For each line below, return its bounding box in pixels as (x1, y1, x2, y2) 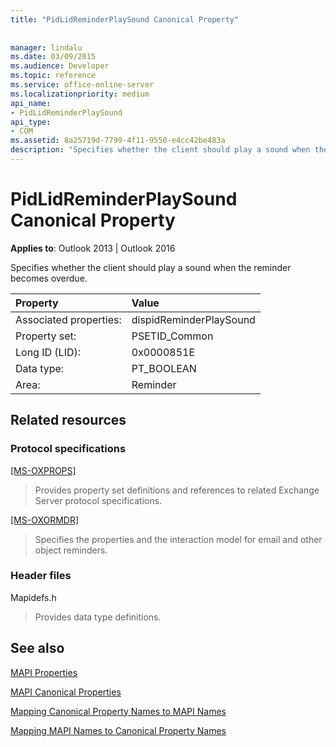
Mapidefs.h (10, 591, 57, 603)
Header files (10, 569, 72, 583)
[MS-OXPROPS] (10, 464, 77, 476)
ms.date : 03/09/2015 (10, 52, 97, 62)
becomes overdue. (10, 272, 88, 284)
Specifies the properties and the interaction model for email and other (34, 533, 323, 545)
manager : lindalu (10, 42, 83, 53)
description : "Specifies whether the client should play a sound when (10, 145, 311, 155)
